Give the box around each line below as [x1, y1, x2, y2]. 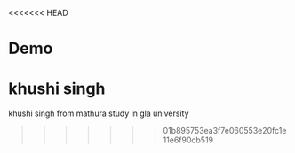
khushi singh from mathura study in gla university [8, 108, 189, 119]
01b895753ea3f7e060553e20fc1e [163, 126, 287, 136]
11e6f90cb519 [163, 134, 214, 145]
